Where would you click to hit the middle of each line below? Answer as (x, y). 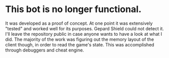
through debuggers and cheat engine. (45, 50)
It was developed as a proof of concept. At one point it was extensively (79, 23)
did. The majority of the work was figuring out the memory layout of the (80, 39)
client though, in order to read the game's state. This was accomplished (80, 44)
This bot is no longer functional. (73, 9)
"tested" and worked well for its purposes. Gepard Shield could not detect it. (84, 28)
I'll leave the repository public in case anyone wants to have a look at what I (84, 34)
